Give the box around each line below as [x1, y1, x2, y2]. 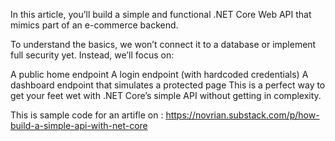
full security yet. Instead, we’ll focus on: [10, 49, 175, 61]
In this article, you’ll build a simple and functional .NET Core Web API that [10, 9, 312, 20]
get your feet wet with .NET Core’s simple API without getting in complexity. [10, 90, 322, 101]
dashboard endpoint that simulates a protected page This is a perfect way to [10, 79, 326, 91]
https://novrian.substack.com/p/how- [165, 109, 320, 121]
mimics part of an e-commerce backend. [10, 19, 179, 31]
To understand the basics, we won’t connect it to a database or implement [10, 39, 317, 50]
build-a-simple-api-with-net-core [10, 120, 148, 131]
